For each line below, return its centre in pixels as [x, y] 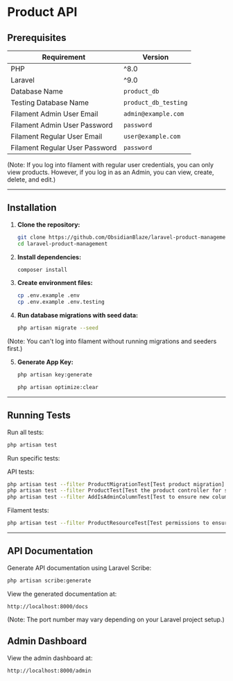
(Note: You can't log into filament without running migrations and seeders [112, 341]
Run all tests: [25, 432]
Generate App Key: [45, 362]
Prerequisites [37, 38]
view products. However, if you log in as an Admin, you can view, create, [111, 172]
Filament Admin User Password [62, 125]
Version [156, 57]
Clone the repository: [49, 224]
